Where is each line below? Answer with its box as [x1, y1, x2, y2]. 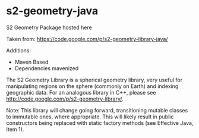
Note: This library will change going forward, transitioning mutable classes [6, 106, 188, 114]
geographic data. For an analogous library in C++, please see [6, 89, 156, 96]
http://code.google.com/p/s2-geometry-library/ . [6, 95, 124, 102]
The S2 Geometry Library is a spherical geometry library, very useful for [6, 76, 183, 83]
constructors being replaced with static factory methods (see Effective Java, [6, 119, 194, 126]
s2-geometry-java [6, 4, 99, 18]
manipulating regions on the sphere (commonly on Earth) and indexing [6, 82, 179, 90]
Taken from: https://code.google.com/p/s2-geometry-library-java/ [6, 35, 168, 42]
